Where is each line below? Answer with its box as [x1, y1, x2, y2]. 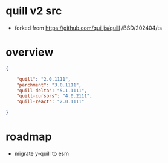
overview [5, 45, 54, 59]
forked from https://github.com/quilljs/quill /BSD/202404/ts [14, 24, 163, 31]
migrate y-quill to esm [14, 150, 69, 157]
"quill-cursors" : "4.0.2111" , [16, 93, 93, 99]
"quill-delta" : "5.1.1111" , [16, 88, 87, 94]
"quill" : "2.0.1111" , [16, 76, 71, 82]
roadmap [5, 130, 52, 144]
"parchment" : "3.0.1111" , [16, 81, 82, 88]
